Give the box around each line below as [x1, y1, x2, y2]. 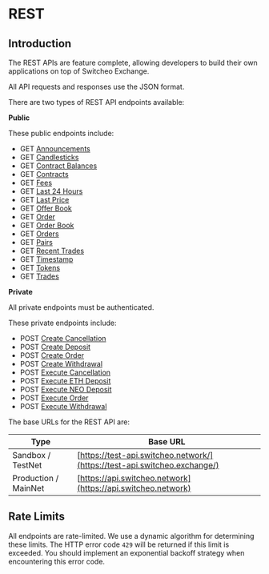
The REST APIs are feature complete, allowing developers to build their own [8, 58, 258, 67]
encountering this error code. [8, 556, 106, 566]
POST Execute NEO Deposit [19, 385, 112, 394]
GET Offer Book [19, 203, 72, 213]
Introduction [8, 37, 72, 50]
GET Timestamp [19, 255, 74, 264]
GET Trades [19, 271, 60, 281]
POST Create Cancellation [19, 334, 106, 343]
